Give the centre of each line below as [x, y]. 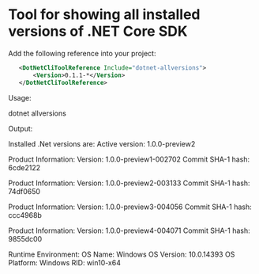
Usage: [20, 97]
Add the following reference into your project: [82, 53]
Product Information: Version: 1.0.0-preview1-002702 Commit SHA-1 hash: [129, 159]
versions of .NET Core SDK [98, 31]
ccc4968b [25, 215]
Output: [21, 128]
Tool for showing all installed [104, 15]
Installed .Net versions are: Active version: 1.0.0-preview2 [102, 143]
